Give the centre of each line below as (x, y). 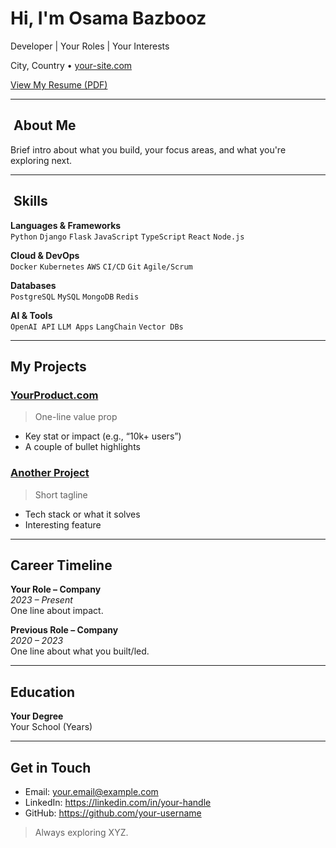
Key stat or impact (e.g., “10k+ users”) (103, 436)
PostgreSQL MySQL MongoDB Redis (75, 297)
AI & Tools (31, 315)
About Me (45, 125)
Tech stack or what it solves (82, 514)
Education (43, 692)
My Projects (48, 366)
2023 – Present (41, 600)
